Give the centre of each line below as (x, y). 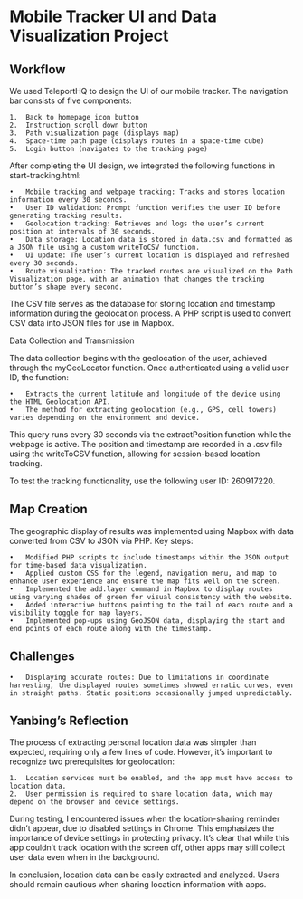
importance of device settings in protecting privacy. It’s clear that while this (149, 838)
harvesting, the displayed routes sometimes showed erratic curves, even (151, 685)
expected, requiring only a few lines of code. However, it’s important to (141, 752)
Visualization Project (89, 36)
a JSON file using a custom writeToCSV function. (105, 247)
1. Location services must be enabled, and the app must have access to (151, 779)
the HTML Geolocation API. (60, 402)
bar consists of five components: (71, 100)
